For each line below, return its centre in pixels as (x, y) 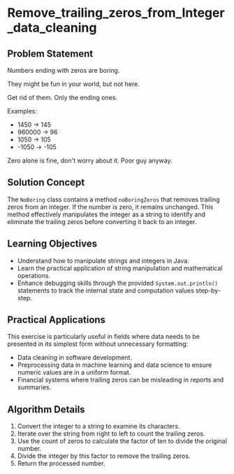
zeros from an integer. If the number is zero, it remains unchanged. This (110, 207)
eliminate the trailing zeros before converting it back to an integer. (102, 221)
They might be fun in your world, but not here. (73, 84)
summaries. (34, 387)
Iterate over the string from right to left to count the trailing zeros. (111, 434)
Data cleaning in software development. (75, 358)
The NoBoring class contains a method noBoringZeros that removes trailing (114, 199)
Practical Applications (57, 320)
